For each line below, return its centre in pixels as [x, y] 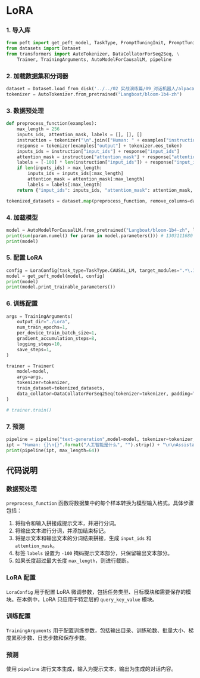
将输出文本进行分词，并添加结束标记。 [62, 531]
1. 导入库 [18, 30]
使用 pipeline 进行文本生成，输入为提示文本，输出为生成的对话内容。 [91, 669]
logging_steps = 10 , [40, 344]
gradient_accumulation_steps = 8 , [57, 339]
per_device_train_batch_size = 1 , [57, 333]
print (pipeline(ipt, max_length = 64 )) [53, 450]
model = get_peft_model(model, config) [56, 276]
